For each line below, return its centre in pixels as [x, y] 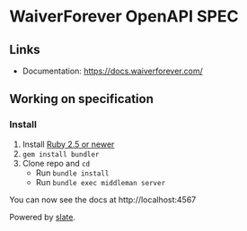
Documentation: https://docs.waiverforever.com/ [113, 71]
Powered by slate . [43, 217]
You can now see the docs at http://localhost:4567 [103, 200]
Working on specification [82, 99]
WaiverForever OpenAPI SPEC [124, 17]
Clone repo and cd [56, 163]
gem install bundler [61, 154]
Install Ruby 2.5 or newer [68, 144]
